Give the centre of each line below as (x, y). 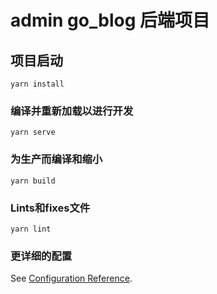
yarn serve (33, 132)
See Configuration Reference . (71, 278)
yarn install (37, 84)
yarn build (33, 181)
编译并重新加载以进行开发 (72, 111)
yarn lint (31, 229)
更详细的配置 (41, 256)
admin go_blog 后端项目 (110, 20)
